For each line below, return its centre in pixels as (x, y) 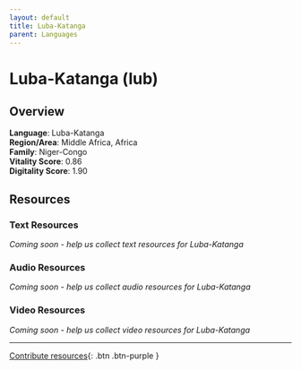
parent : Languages (43, 34)
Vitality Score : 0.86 (46, 161)
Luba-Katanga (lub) (84, 78)
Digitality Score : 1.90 (48, 171)
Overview (37, 112)
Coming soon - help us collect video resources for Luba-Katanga (130, 330)
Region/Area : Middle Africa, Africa (73, 142)
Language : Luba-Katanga (57, 133)
